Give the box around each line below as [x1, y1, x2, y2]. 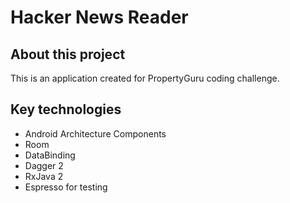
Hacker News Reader [10, 6, 189, 29]
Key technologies [10, 101, 122, 118]
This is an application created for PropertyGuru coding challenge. [10, 72, 280, 84]
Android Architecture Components [24, 127, 167, 140]
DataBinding [24, 149, 76, 161]
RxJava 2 [24, 170, 64, 182]
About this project [10, 46, 126, 63]
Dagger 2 [24, 159, 64, 171]
